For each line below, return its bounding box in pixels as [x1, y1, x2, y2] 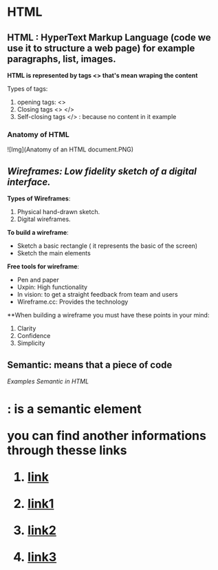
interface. [7, 176, 51, 188]
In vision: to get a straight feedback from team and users [17, 291, 178, 299]
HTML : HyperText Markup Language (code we [7, 32, 211, 43]
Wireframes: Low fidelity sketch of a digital [7, 165, 197, 177]
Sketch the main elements [17, 249, 91, 257]
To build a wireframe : [7, 229, 69, 237]
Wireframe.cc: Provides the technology [17, 297, 129, 306]
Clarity [17, 324, 36, 332]
